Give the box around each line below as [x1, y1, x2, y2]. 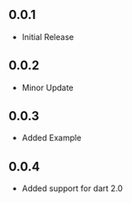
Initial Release [21, 31, 75, 42]
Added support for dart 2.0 [21, 183, 124, 194]
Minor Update [21, 82, 74, 93]
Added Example [21, 132, 82, 144]
